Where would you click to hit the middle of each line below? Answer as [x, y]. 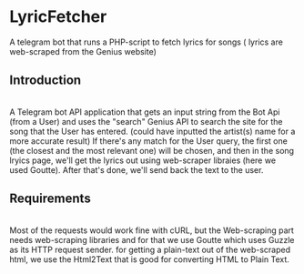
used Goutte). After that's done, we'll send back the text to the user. [137, 169]
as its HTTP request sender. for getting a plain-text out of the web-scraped [150, 249]
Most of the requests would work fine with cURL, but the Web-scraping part [152, 230]
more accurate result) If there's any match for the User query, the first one [149, 141]
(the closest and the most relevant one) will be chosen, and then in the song [152, 150]
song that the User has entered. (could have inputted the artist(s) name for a [152, 131]
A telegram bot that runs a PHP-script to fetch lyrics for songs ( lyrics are [147, 42]
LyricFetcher [58, 17]
